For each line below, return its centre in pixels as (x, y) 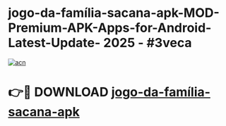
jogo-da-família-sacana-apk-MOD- (114, 13)
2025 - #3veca (147, 43)
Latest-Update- (54, 43)
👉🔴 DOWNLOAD (58, 92)
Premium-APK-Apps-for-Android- (110, 28)
